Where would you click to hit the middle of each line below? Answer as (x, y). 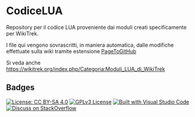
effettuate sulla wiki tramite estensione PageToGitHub (71, 51)
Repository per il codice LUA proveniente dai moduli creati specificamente (97, 27)
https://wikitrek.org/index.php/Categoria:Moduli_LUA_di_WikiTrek (86, 69)
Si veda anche (24, 63)
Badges (20, 88)
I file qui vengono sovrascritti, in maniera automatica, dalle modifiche (90, 45)
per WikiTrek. (22, 33)
